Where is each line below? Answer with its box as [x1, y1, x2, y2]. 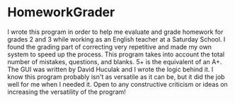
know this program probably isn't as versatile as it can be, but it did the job [7, 72, 225, 81]
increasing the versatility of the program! [7, 87, 126, 96]
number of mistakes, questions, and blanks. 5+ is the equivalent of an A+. [7, 57, 222, 66]
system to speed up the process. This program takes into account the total [7, 50, 225, 59]
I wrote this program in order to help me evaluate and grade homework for [7, 28, 224, 36]
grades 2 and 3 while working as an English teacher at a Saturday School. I [7, 35, 226, 43]
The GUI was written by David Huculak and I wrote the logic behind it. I [7, 65, 214, 73]
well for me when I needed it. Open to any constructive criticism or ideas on [7, 80, 228, 88]
